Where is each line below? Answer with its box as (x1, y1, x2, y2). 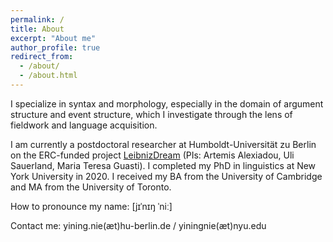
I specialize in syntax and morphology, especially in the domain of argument (10, 97, 324, 110)
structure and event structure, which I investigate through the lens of (10, 108, 293, 120)
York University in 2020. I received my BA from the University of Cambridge (10, 170, 323, 182)
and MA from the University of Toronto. (10, 181, 172, 193)
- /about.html (19, 71, 78, 81)
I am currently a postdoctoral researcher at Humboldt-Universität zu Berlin (10, 138, 317, 150)
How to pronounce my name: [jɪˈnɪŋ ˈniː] (10, 200, 173, 212)
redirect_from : (10, 52, 74, 62)
